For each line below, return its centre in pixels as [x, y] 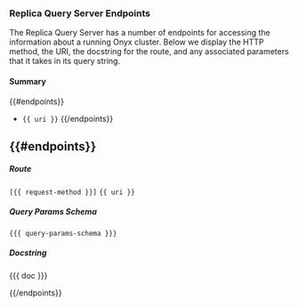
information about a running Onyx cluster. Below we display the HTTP [137, 42]
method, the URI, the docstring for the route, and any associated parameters [149, 52]
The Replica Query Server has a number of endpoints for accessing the [140, 33]
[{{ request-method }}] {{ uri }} [72, 192]
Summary [28, 81]
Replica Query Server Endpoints [80, 13]
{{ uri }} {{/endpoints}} [68, 118]
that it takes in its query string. [65, 61]
